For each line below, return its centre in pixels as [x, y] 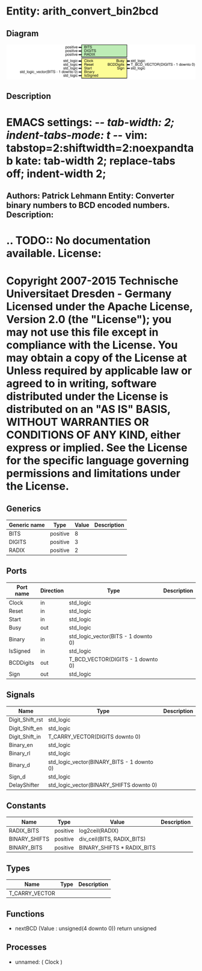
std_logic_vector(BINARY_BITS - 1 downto [100, 761]
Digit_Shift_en [26, 728]
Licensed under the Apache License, [100, 307]
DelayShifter [24, 785]
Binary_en [21, 745]
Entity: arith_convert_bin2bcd [82, 11]
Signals [20, 695]
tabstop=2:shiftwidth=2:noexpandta [100, 148]
